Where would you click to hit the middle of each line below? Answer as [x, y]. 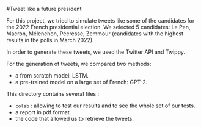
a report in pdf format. [43, 112]
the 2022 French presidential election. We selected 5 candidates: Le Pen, [98, 27]
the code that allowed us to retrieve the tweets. [75, 119]
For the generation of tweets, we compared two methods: [79, 64]
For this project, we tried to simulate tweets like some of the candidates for [100, 20]
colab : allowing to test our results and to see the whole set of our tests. [105, 106]
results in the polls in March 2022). [50, 40]
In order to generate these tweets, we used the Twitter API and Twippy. [96, 52]
